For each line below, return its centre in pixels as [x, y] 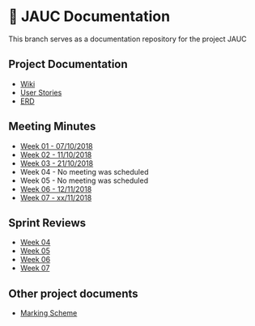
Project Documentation [68, 64]
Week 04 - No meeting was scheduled [84, 171]
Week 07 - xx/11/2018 [56, 197]
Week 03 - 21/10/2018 [57, 163]
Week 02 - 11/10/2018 [56, 155]
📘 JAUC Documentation [89, 17]
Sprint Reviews [47, 223]
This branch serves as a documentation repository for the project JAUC [127, 39]
